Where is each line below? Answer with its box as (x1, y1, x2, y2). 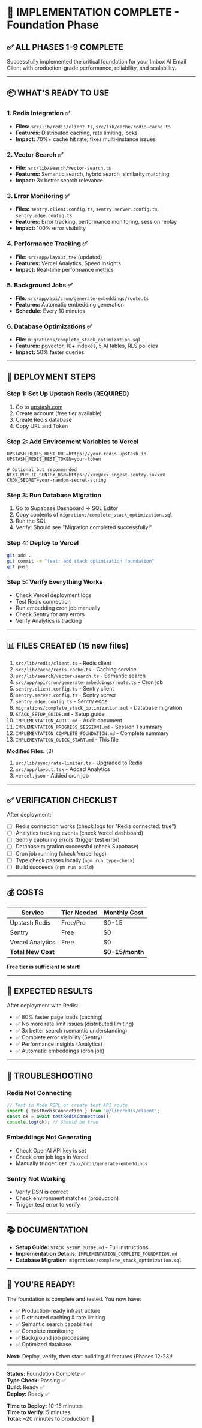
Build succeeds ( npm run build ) (15, 863, 94, 871)
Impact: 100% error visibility (15, 224, 86, 232)
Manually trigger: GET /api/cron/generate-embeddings (15, 1159, 148, 1166)
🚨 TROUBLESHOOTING (7, 1070, 94, 1081)
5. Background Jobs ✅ (7, 281, 73, 289)
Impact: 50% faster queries (15, 349, 85, 356)
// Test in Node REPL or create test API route (7, 1102, 128, 1109)
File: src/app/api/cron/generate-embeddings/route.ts (15, 294, 149, 302)
